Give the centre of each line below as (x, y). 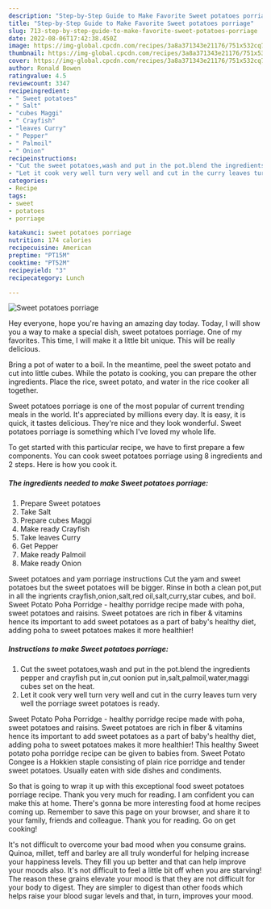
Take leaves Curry (50, 538)
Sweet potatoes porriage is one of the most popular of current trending (126, 406)
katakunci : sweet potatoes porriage (70, 233)
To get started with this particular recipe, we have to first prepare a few (127, 448)
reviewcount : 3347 (39, 83)
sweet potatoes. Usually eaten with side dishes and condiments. (115, 770)
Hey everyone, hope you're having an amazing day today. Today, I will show (134, 323)
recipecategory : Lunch (46, 278)
